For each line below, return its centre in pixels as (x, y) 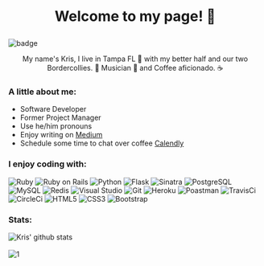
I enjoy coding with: (47, 164)
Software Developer (53, 109)
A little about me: (42, 92)
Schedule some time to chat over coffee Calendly (102, 143)
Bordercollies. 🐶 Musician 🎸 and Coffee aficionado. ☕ (135, 68)
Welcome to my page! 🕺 (135, 16)
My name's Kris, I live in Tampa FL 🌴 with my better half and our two (135, 59)
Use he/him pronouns (56, 126)
